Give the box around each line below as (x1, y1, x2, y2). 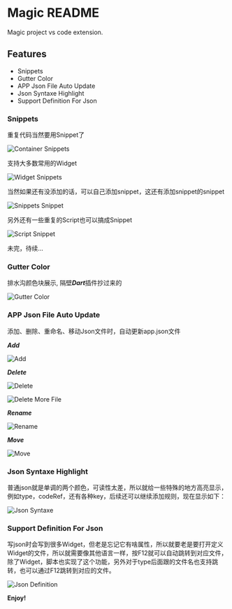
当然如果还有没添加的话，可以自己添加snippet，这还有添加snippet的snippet (7, 187, 225, 196)
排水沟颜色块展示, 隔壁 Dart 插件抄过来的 (7, 279, 122, 287)
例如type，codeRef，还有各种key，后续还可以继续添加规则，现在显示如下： (7, 492, 226, 500)
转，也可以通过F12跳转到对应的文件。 (7, 566, 115, 575)
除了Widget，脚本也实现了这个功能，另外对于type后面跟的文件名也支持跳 (7, 557, 219, 566)
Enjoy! (7, 594, 27, 602)
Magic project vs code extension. (7, 28, 103, 36)
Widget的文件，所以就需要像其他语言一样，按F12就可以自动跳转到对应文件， (7, 549, 228, 557)
